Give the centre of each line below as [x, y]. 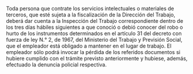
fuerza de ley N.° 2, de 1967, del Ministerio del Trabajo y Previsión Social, [94, 40]
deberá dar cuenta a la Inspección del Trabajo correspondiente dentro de [95, 21]
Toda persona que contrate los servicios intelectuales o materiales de [90, 9]
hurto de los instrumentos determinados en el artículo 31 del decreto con [94, 33]
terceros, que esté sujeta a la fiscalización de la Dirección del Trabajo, [91, 15]
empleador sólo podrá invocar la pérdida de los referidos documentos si [93, 52]
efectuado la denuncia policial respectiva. [56, 65]
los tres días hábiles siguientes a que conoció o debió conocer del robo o [94, 27]
